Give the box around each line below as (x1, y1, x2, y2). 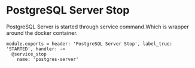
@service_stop (11, 51, 47, 57)
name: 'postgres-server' (17, 56, 79, 62)
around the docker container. (6, 29, 78, 36)
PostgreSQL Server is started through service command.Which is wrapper (6, 23, 190, 30)
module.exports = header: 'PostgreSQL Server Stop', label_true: (6, 41, 172, 47)
